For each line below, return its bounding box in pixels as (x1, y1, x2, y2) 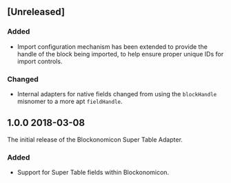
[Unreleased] (7, 6, 66, 18)
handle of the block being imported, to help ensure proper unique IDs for (17, 50, 224, 58)
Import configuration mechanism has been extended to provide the (17, 42, 208, 51)
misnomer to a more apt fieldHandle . (17, 97, 123, 105)
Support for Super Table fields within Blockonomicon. (17, 169, 170, 177)
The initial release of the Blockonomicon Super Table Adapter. (7, 135, 183, 144)
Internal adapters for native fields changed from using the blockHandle (17, 89, 217, 98)
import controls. (17, 57, 63, 65)
